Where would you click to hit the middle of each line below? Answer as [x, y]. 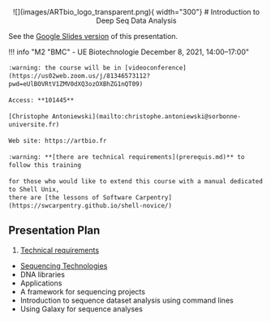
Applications [41, 283]
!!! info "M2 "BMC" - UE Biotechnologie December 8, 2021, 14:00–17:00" [129, 52]
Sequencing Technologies [64, 265]
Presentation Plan [54, 231]
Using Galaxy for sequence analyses [82, 309]
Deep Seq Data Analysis [136, 20]
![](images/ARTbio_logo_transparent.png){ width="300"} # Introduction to [136, 12]
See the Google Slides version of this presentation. [93, 36]
